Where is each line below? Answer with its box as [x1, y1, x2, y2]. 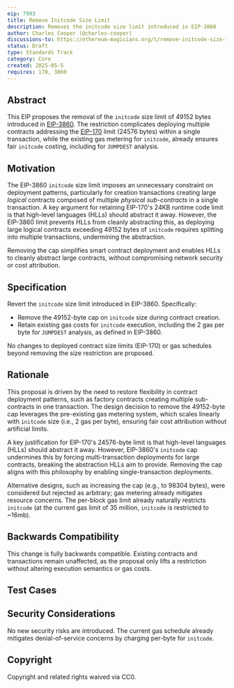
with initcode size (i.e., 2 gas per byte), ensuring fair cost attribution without [7, 417, 227, 425]
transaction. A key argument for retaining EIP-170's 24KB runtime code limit [7, 203, 224, 212]
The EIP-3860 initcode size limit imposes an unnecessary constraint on [7, 181, 214, 189]
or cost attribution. [7, 261, 61, 269]
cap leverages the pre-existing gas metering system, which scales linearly [7, 409, 221, 418]
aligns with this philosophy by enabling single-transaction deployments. [7, 467, 213, 476]
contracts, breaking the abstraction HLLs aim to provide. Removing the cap [7, 460, 223, 469]
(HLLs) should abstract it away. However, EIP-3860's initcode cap [7, 445, 198, 453]
